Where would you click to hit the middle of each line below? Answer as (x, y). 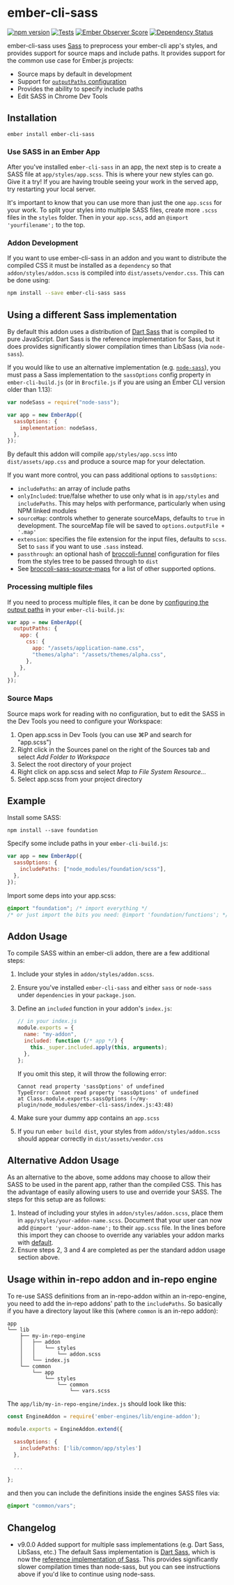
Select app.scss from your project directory (80, 779)
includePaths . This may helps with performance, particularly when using (121, 503)
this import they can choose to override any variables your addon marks (121, 1235)
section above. (39, 1257)
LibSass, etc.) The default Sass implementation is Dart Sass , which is (116, 1552)
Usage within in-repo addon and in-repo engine (112, 1279)
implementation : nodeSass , (59, 428)
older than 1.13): (30, 390)
